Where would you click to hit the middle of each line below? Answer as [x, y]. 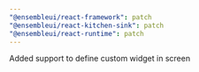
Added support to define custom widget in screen [100, 59]
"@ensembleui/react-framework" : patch [80, 17]
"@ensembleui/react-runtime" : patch [77, 33]
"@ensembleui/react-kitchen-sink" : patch [87, 25]
